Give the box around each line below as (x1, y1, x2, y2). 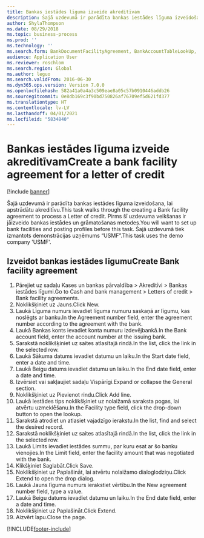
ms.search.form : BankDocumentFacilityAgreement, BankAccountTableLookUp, (7, 49, 197, 55)
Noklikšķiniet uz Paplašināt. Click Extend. (15, 507, 117, 514)
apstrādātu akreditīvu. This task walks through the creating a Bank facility (7, 206, 189, 214)
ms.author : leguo (7, 71, 51, 77)
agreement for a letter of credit (7, 168, 165, 182)
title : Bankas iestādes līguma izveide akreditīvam (7, 8, 140, 15)
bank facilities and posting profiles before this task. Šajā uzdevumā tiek (7, 226, 185, 233)
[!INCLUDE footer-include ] (7, 525, 71, 533)
